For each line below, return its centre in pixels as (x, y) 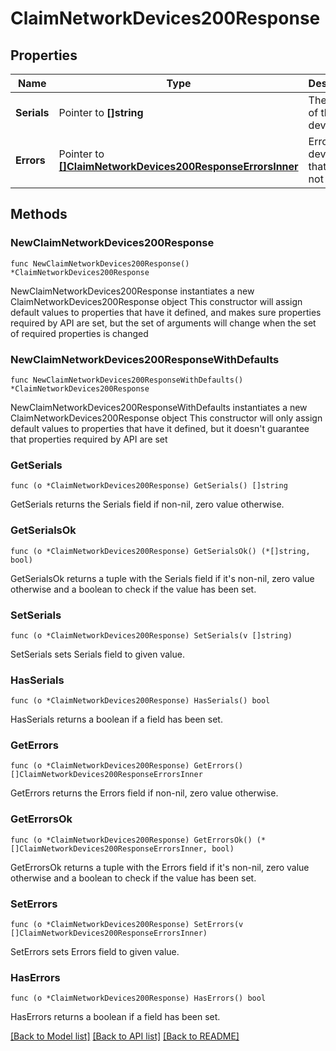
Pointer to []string (101, 112)
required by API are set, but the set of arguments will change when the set (163, 323)
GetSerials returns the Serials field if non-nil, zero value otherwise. (147, 504)
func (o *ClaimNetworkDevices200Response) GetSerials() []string (149, 486)
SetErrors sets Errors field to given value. (95, 952)
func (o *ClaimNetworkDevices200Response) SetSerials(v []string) (151, 635)
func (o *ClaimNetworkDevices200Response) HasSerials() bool (140, 701)
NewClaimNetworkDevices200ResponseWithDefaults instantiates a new (159, 407)
